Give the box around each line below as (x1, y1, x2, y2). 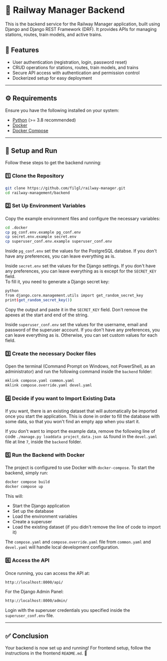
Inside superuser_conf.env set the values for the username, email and (5, 321, 148, 327)
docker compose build (5, 479, 50, 484)
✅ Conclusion (5, 632, 49, 640)
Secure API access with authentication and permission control (12, 70, 140, 76)
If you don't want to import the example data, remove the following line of (5, 428, 156, 434)
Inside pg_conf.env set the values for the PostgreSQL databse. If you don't (5, 248, 157, 254)
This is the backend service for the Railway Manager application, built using (5, 21, 161, 27)
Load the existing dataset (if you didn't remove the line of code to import (12, 524, 161, 530)
